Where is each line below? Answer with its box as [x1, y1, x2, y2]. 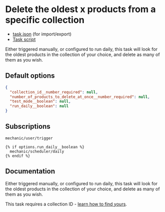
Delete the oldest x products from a [5, 4, 156, 15]
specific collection [5, 14, 85, 26]
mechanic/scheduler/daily [10, 149, 65, 154]
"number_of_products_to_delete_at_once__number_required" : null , [10, 94, 150, 99]
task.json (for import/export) [12, 31, 72, 37]
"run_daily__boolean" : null [10, 103, 69, 109]
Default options [5, 72, 55, 80]
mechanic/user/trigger [5, 135, 53, 141]
